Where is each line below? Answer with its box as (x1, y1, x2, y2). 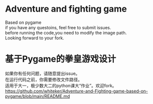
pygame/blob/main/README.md (5, 93, 70, 99)
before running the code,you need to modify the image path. (5, 30, 127, 35)
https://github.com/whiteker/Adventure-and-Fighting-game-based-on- (5, 88, 148, 94)
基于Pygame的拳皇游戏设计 (5, 53, 116, 65)
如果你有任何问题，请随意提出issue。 (5, 70, 80, 76)
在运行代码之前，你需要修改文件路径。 (5, 76, 82, 82)
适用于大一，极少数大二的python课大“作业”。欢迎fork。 (5, 83, 117, 88)
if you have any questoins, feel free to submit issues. (5, 24, 111, 30)
